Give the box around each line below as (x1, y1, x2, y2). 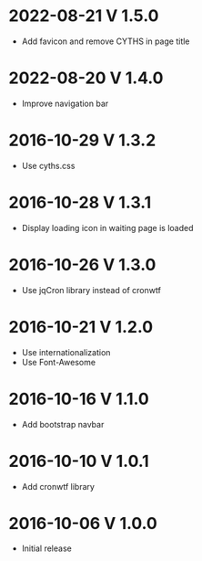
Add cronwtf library (21, 481, 95, 492)
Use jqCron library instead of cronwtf (21, 284, 161, 295)
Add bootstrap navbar (21, 418, 105, 429)
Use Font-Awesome (21, 356, 96, 367)
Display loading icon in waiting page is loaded (21, 222, 194, 233)
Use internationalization (21, 346, 111, 357)
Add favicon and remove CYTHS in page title (21, 36, 190, 47)
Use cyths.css (21, 160, 76, 171)
